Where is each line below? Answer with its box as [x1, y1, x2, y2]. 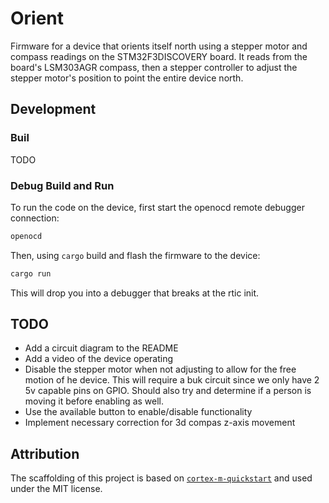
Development [10, 101, 97, 118]
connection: [10, 212, 60, 224]
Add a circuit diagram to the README [24, 342, 179, 354]
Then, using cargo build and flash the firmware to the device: [10, 249, 261, 261]
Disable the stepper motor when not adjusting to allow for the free [24, 363, 297, 376]
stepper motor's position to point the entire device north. [10, 72, 244, 84]
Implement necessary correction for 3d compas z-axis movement [24, 417, 296, 429]
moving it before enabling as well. [24, 395, 164, 407]
